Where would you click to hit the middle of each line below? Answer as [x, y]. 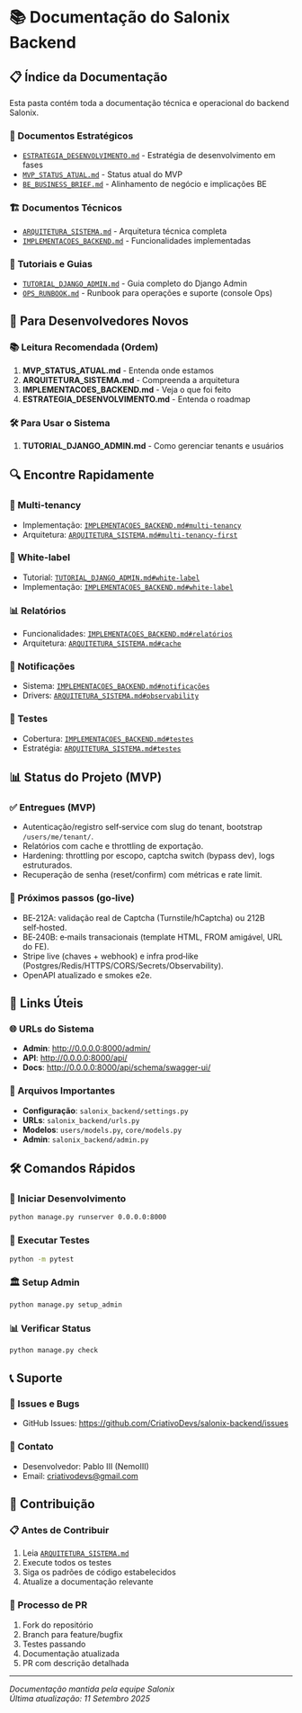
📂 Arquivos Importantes [62, 1091]
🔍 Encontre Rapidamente [82, 475]
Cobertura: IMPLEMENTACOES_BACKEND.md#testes [108, 738]
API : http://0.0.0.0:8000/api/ [75, 1058]
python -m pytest [42, 1259]
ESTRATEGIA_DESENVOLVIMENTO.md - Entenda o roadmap [136, 399]
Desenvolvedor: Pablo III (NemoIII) [86, 1466]
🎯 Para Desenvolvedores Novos [99, 321]
